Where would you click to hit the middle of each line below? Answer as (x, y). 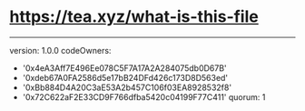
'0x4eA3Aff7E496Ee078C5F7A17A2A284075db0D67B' (124, 68)
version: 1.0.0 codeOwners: (60, 50)
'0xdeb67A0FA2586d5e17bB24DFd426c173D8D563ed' (125, 77)
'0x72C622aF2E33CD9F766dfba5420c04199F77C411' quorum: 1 (144, 96)
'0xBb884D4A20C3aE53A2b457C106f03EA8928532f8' (127, 87)
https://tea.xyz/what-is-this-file (134, 17)
